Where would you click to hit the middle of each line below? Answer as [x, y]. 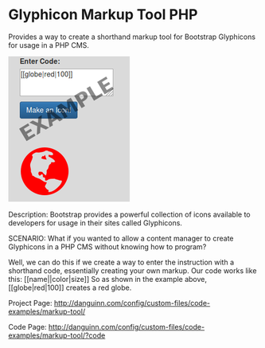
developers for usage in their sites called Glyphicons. [95, 223]
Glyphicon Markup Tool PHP [103, 15]
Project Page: [31, 303]
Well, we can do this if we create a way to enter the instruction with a [121, 262]
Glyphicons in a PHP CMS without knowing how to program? [107, 246]
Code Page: [27, 326]
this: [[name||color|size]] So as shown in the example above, [108, 279]
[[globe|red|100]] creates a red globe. [70, 287]
